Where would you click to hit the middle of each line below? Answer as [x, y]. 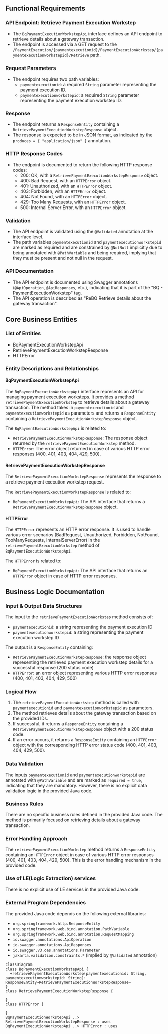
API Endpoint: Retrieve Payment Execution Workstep [71, 23]
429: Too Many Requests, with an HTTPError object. [73, 202]
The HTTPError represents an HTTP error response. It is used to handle [78, 530]
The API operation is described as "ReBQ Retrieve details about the [82, 298]
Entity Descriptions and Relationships [52, 368]
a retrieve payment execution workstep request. [55, 482]
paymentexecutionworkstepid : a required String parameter [79, 95]
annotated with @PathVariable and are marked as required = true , [74, 780]
